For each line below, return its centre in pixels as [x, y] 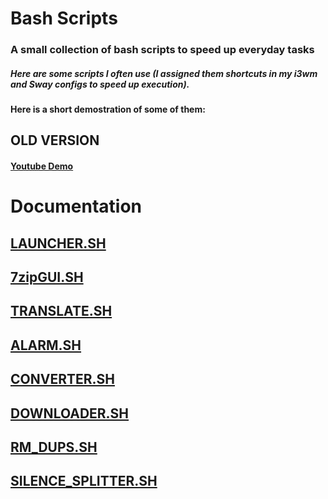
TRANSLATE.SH [61, 311]
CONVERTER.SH [62, 379]
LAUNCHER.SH [58, 243]
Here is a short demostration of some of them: [108, 109]
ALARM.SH [46, 345]
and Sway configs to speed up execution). [100, 84]
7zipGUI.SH [47, 277]
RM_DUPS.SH [54, 447]
